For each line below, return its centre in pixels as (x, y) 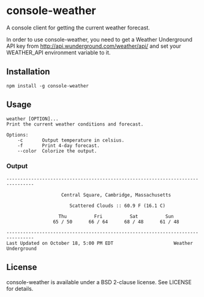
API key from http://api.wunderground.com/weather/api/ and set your (94, 46)
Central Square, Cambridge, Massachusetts (116, 195)
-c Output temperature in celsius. (71, 140)
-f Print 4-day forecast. (59, 145)
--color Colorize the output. (57, 151)
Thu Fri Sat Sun (116, 216)
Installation (28, 72)
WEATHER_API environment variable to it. (59, 52)
